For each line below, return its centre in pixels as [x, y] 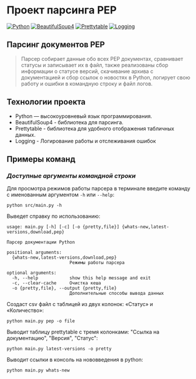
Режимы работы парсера [97, 263]
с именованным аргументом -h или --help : [61, 195]
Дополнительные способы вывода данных [117, 293]
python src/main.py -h [34, 206]
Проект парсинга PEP [62, 10]
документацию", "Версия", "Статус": [52, 338]
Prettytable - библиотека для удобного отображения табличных [95, 128]
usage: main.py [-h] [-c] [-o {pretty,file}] [63, 227]
